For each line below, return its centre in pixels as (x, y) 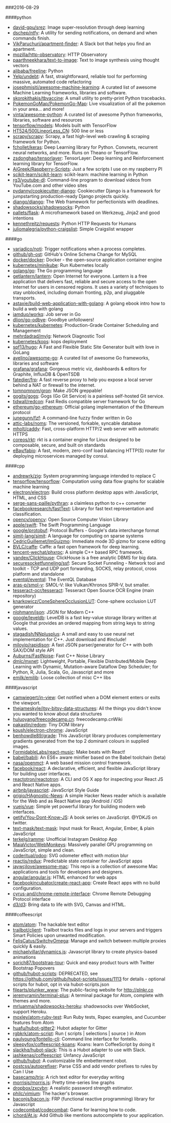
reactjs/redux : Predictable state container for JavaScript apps (78, 861)
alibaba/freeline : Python (38, 71)
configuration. (27, 888)
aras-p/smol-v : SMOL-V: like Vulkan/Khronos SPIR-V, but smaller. (81, 585)
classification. (27, 514)
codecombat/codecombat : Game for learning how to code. (75, 1110)
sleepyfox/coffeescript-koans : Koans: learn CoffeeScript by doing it (84, 1044)
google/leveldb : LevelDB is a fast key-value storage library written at (84, 617)
